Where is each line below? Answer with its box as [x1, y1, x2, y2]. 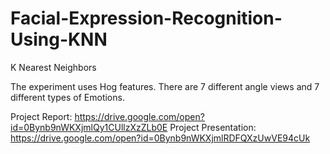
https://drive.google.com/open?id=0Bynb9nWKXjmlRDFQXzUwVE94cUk [10, 132, 311, 144]
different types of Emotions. [10, 91, 125, 103]
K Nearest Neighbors [10, 61, 97, 73]
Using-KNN [10, 28, 108, 51]
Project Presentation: [169, 121, 257, 133]
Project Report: [10, 110, 73, 122]
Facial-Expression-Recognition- [10, 7, 283, 30]
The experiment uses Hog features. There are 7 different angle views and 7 [10, 80, 320, 92]
